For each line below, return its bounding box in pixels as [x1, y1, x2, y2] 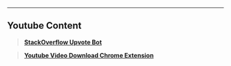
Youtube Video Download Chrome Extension [23, 51, 154, 59]
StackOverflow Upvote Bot [23, 38, 102, 46]
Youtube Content [7, 20, 82, 31]
